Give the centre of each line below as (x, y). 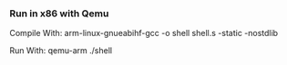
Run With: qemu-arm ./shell (61, 51)
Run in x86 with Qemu (59, 14)
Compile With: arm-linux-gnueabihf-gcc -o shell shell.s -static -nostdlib (144, 33)
